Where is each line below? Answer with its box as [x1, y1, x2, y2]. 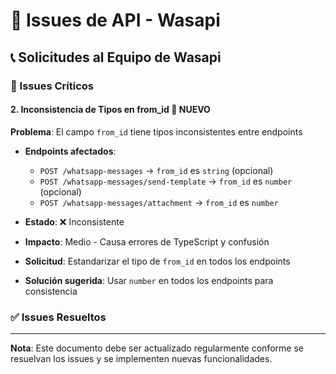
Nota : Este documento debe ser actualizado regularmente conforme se [10, 342, 304, 354]
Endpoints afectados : [24, 145, 117, 157]
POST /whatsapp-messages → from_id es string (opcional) [39, 164, 274, 176]
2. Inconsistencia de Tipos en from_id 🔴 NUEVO [10, 104, 211, 116]
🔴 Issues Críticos [10, 79, 95, 93]
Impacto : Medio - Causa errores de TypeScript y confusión [24, 235, 270, 248]
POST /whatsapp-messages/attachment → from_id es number [39, 196, 279, 208]
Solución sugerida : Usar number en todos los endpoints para [24, 274, 274, 286]
